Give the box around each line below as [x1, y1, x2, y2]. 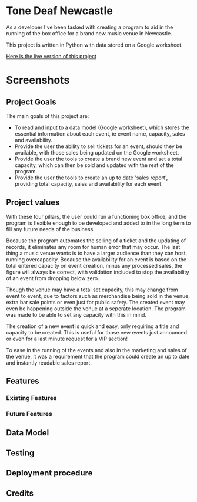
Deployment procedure [6, 468, 93, 478]
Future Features [6, 409, 53, 418]
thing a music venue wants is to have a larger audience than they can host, [6, 250, 188, 257]
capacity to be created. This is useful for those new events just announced [6, 329, 187, 336]
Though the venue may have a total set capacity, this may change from [6, 286, 178, 293]
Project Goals [6, 97, 57, 107]
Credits [6, 488, 34, 498]
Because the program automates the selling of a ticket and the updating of [6, 237, 186, 244]
